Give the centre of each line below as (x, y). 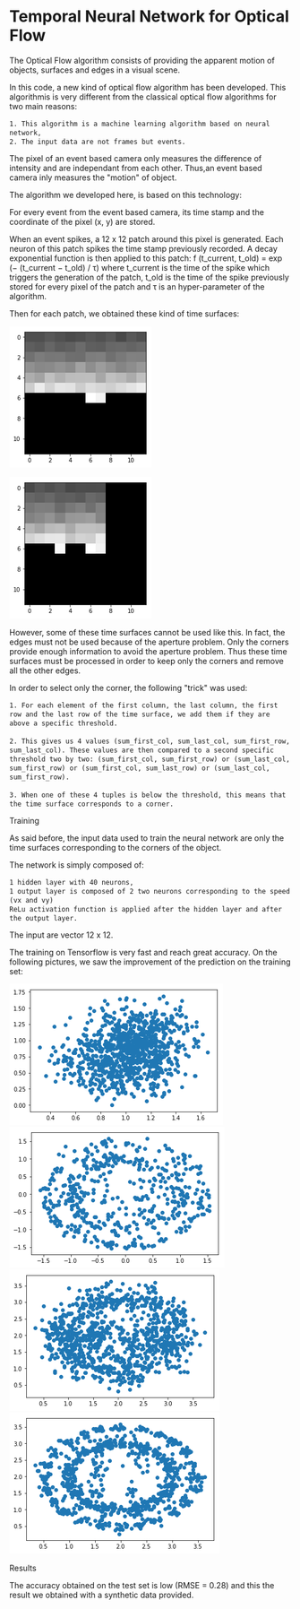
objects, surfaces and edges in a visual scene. (95, 70)
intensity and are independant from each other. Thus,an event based (136, 168)
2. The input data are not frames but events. (98, 142)
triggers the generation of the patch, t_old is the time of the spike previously (149, 277)
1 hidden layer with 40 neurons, (72, 882)
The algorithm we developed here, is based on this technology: (126, 195)
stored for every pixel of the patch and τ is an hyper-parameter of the (137, 286)
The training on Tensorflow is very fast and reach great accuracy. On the (143, 952)
